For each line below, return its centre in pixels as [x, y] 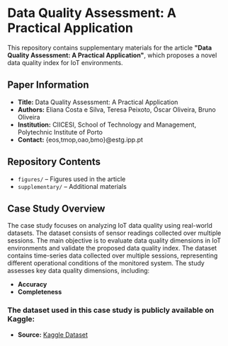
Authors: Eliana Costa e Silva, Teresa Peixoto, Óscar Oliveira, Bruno [116, 109]
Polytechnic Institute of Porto [60, 132]
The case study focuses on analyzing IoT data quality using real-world [110, 226]
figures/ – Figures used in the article [72, 179]
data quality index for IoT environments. [65, 62]
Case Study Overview [56, 208]
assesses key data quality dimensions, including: [79, 271]
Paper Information [48, 85]
